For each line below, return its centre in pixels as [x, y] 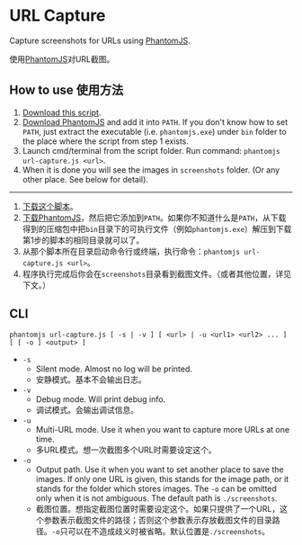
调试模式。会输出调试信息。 [87, 409]
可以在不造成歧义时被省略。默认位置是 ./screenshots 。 [168, 531]
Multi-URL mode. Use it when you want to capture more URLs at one [163, 429]
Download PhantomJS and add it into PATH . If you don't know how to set [155, 121]
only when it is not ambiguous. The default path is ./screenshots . [156, 498]
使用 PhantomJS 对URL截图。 [62, 58]
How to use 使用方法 [67, 90]
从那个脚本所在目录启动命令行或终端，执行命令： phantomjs [131, 251]
